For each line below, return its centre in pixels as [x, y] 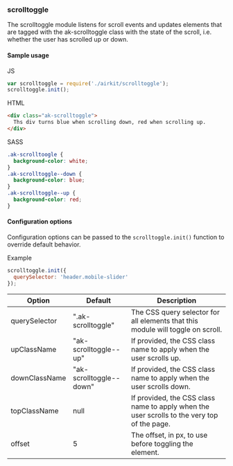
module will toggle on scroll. [176, 329]
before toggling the [162, 443]
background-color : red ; [48, 199]
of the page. [151, 424]
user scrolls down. [161, 386]
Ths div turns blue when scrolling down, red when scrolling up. [110, 123]
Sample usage [28, 55]
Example [20, 258]
